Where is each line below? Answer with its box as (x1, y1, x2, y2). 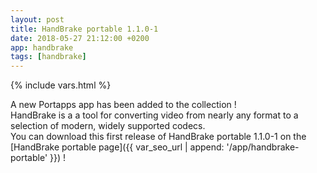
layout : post (10, 14, 65, 25)
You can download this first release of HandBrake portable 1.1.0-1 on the (10, 131, 307, 143)
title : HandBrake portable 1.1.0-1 (10, 24, 159, 34)
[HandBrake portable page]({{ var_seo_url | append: (10, 141, 225, 153)
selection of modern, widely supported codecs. (10, 120, 206, 132)
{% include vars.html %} (10, 79, 112, 91)
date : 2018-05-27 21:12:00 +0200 (10, 33, 150, 43)
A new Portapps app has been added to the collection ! (10, 99, 237, 111)
